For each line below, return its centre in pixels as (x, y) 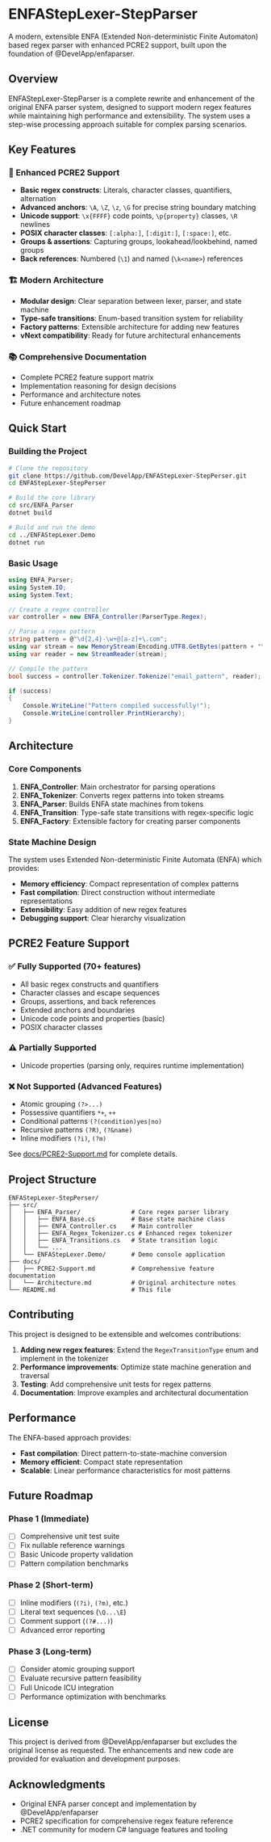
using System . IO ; (38, 587)
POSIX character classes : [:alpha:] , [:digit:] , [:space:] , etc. (125, 233)
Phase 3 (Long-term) (50, 1651)
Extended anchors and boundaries (77, 1010)
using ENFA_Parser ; (41, 580)
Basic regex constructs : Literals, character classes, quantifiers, (126, 190)
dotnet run (27, 542)
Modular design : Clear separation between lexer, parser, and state (131, 301)
